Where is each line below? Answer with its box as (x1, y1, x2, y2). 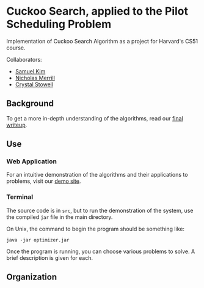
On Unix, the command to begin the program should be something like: (6, 225, 185, 232)
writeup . (6, 121, 27, 128)
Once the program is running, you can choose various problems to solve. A (6, 248, 195, 255)
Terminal (6, 193, 34, 201)
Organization (6, 272, 57, 282)
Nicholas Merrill (15, 74, 55, 81)
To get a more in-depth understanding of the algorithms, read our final (6, 114, 183, 122)
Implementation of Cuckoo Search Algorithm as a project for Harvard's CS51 (6, 37, 199, 45)
